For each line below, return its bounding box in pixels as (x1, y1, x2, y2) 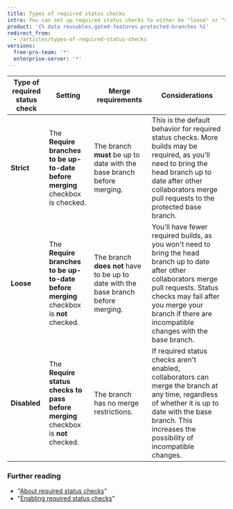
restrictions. (94, 407, 133, 417)
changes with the (151, 326, 208, 335)
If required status (151, 346, 208, 356)
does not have (94, 261, 142, 271)
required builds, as (151, 231, 213, 240)
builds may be (151, 141, 198, 151)
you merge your (151, 300, 203, 310)
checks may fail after (151, 291, 220, 301)
